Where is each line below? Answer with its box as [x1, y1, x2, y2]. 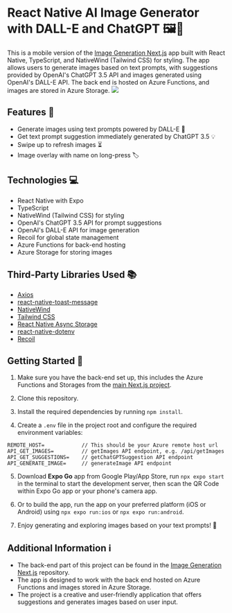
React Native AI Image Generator [7, 5, 199, 21]
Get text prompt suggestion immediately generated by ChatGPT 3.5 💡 [17, 132, 216, 140]
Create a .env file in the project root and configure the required [17, 421, 197, 429]
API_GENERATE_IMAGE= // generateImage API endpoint [7, 460, 172, 467]
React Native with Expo [17, 196, 84, 205]
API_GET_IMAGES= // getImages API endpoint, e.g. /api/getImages [7, 448, 225, 455]
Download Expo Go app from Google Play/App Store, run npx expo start [17, 472, 225, 481]
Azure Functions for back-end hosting [17, 241, 126, 249]
